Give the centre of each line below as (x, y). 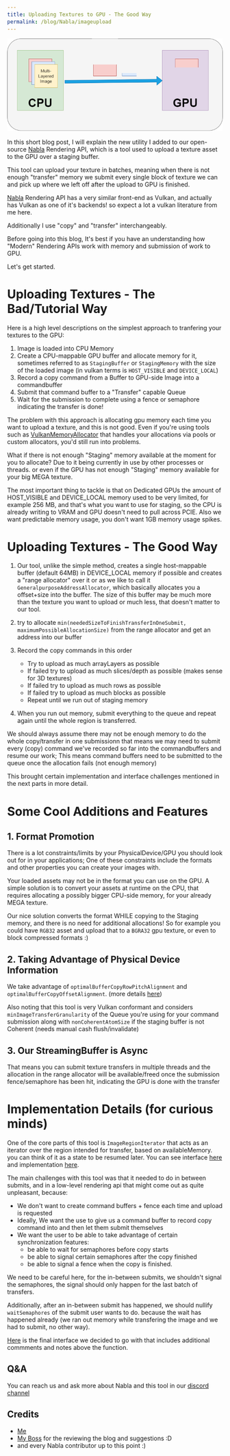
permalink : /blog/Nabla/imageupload (59, 22)
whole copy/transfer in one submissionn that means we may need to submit (114, 741)
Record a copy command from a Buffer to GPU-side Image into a (108, 378)
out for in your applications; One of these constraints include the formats (110, 861)
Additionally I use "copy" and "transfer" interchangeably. (87, 225)
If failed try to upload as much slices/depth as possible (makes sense (125, 671)
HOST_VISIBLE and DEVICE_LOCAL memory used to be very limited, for (108, 497)
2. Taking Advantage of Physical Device (93, 959)
